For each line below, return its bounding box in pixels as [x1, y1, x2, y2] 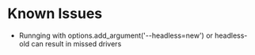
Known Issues [7, 5, 103, 23]
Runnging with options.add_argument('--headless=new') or [18, 31, 213, 40]
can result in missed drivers [31, 38, 122, 48]
